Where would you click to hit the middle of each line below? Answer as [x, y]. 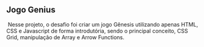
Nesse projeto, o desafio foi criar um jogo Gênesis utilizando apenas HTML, [103, 24]
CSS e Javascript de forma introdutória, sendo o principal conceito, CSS [97, 31]
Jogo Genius [31, 10]
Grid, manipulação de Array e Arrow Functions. [65, 37]
